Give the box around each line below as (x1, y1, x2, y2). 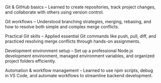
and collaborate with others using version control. (5, 9, 104, 15)
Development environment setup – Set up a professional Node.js (5, 48, 133, 53)
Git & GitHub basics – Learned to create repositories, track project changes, (5, 4, 156, 10)
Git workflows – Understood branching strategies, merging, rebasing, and (5, 19, 151, 24)
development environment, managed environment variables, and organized (5, 53, 155, 59)
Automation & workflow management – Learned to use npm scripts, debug (5, 67, 153, 73)
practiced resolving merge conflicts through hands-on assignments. (5, 38, 141, 44)
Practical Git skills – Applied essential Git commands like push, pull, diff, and (5, 33, 156, 39)
